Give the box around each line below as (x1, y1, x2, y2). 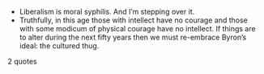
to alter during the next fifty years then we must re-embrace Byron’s (19, 32, 247, 42)
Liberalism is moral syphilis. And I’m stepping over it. (19, 7, 195, 16)
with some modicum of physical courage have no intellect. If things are (19, 24, 256, 33)
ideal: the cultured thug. (19, 41, 100, 51)
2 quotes (7, 56, 37, 66)
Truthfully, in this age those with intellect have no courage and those (19, 15, 248, 25)
